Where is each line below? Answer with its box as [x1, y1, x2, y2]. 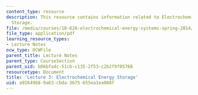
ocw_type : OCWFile [6, 47, 51, 53]
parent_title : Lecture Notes [6, 53, 78, 58]
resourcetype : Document [6, 69, 65, 75]
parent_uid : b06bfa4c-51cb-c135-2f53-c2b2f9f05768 [6, 63, 133, 70]
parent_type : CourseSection [6, 58, 75, 64]
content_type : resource [6, 8, 65, 15]
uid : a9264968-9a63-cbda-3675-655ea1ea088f [6, 80, 115, 86]
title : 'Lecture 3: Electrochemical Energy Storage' [6, 74, 138, 80]
